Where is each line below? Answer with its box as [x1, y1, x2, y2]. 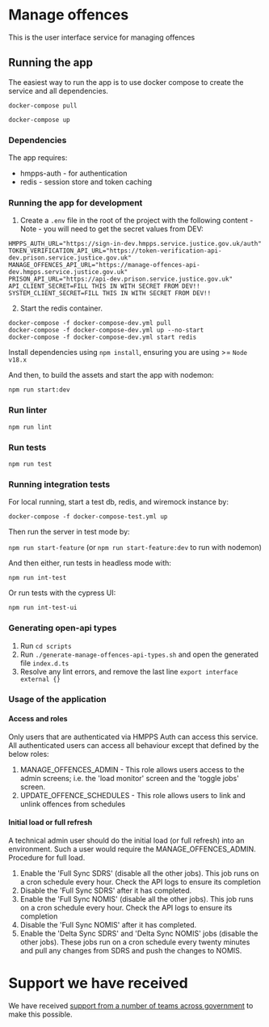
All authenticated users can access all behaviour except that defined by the [8, 740, 259, 750]
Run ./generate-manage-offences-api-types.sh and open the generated [19, 649, 258, 659]
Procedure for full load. [8, 852, 86, 862]
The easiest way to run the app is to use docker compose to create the [8, 77, 244, 87]
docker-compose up [8, 116, 70, 124]
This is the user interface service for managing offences [8, 32, 195, 42]
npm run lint [8, 423, 53, 431]
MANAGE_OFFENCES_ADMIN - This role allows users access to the [19, 764, 245, 774]
